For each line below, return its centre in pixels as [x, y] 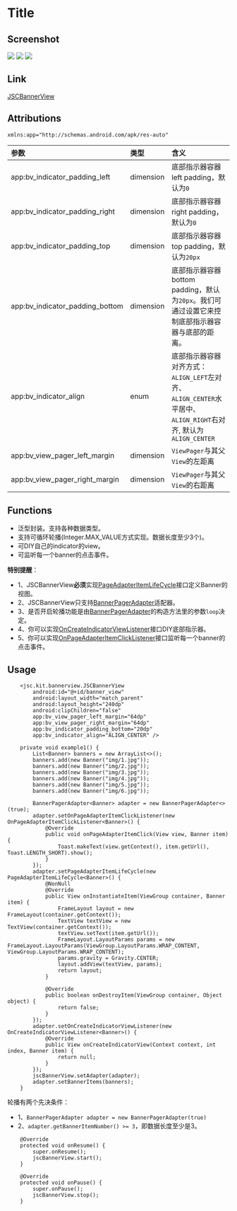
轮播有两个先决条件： [38, 1102]
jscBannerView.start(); [67, 1158]
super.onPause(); [58, 1189]
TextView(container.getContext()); [60, 927]
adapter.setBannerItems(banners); [83, 1082]
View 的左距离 [193, 461]
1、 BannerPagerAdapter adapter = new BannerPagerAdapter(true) [112, 1117]
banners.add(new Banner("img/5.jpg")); [91, 785]
